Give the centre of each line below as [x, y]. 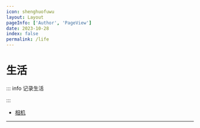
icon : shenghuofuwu [30, 12]
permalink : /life [28, 39]
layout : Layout [25, 17]
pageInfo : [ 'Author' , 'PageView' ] [49, 23]
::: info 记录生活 [25, 88]
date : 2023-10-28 [28, 28]
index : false [22, 34]
